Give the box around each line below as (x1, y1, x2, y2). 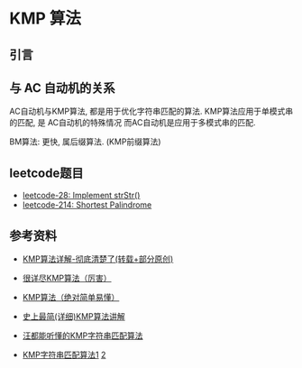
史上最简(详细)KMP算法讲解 (22, 311, 126, 322)
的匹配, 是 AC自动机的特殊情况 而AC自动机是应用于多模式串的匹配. (9, 117, 256, 128)
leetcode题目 (9, 165, 84, 180)
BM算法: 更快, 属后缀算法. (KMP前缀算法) (9, 136, 161, 147)
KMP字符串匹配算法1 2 (22, 349, 106, 361)
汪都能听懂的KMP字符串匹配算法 (22, 330, 143, 341)
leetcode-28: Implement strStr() (22, 190, 141, 201)
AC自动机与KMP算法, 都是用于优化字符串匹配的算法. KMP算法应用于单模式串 (9, 106, 294, 117)
